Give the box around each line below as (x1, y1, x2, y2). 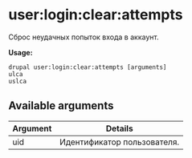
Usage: (8, 47, 34, 57)
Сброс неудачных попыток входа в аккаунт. (8, 32, 159, 42)
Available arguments (8, 99, 114, 113)
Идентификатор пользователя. (59, 136, 180, 148)
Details (105, 123, 134, 134)
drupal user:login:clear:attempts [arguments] (8, 63, 167, 71)
